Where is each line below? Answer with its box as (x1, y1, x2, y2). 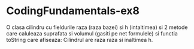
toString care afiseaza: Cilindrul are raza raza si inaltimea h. (6, 36, 153, 43)
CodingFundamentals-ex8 (6, 4, 140, 18)
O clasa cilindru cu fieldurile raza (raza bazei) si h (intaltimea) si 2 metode (6, 24, 188, 31)
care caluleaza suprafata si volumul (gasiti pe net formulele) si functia (6, 30, 178, 37)
